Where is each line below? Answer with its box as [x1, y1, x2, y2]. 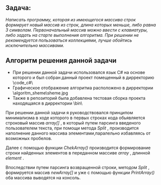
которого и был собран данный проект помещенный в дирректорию [12, 75, 154, 80]
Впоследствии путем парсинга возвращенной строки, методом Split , [5, 164, 149, 170]
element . [5, 155, 24, 161]
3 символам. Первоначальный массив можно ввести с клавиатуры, [5, 27, 148, 33]
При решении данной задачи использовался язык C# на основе [12, 69, 146, 75]
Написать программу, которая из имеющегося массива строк [5, 16, 136, 22]
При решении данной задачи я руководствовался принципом [5, 109, 133, 115]
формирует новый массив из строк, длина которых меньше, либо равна [5, 22, 156, 28]
